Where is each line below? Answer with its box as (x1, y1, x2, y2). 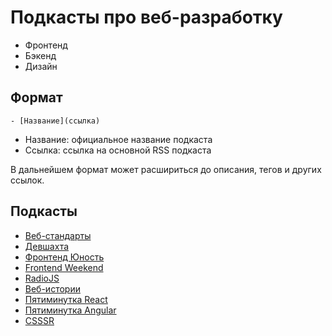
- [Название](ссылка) (10, 116, 101, 126)
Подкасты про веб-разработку (10, 6, 283, 29)
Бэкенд (24, 49, 57, 61)
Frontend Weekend (24, 261, 104, 273)
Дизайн (24, 60, 58, 72)
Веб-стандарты (24, 229, 92, 241)
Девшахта (24, 240, 70, 252)
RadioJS (24, 272, 60, 284)
